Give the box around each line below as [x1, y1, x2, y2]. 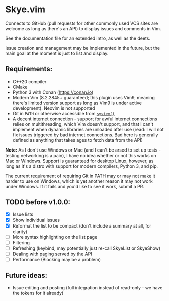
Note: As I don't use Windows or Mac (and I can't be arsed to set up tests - [5, 147, 161, 153]
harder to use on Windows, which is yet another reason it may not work [5, 178, 153, 184]
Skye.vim [5, 4, 46, 15]
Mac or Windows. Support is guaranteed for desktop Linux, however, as [5, 158, 154, 164]
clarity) [12, 228, 28, 235]
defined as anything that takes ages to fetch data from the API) [12, 137, 143, 143]
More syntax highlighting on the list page [12, 234, 98, 240]
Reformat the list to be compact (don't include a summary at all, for [12, 222, 152, 229]
